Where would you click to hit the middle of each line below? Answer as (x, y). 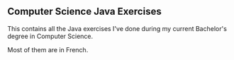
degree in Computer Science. (50, 36)
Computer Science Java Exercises (84, 12)
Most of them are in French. (48, 49)
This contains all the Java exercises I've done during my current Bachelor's (117, 28)
